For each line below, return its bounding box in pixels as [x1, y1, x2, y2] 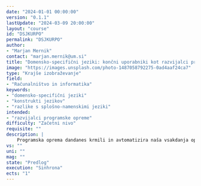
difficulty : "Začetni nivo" [6, 121, 77, 127]
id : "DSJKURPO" [6, 31, 44, 37]
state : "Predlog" [6, 160, 50, 166]
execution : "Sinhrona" [6, 165, 63, 171]
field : [6, 76, 23, 82]
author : [6, 43, 26, 49]
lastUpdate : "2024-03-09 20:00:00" [6, 20, 95, 26]
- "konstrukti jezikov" [6, 98, 66, 104]
